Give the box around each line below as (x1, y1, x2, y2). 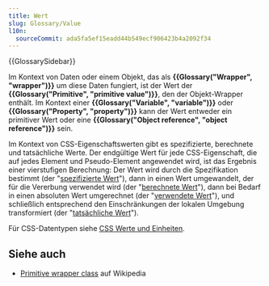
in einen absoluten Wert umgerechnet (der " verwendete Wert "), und (8, 191, 234, 200)
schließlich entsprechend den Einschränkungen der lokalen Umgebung (8, 200, 245, 209)
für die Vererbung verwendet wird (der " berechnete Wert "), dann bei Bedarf (8, 183, 261, 192)
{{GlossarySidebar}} (8, 57, 77, 66)
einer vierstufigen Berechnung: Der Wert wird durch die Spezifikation (8, 165, 238, 175)
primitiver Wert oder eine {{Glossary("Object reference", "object (8, 115, 228, 125)
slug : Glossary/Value (8, 19, 82, 27)
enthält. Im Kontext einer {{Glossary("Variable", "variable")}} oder (8, 98, 233, 107)
